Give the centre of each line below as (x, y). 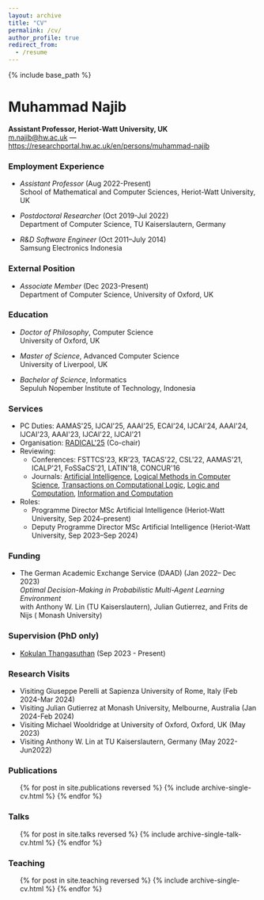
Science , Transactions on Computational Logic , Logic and (125, 485)
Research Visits (39, 673)
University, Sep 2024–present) (81, 519)
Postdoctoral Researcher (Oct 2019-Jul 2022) (94, 216)
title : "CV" (28, 23)
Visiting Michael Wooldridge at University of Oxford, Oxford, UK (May (133, 725)
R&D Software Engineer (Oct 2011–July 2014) (93, 239)
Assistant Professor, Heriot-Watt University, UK (88, 128)
